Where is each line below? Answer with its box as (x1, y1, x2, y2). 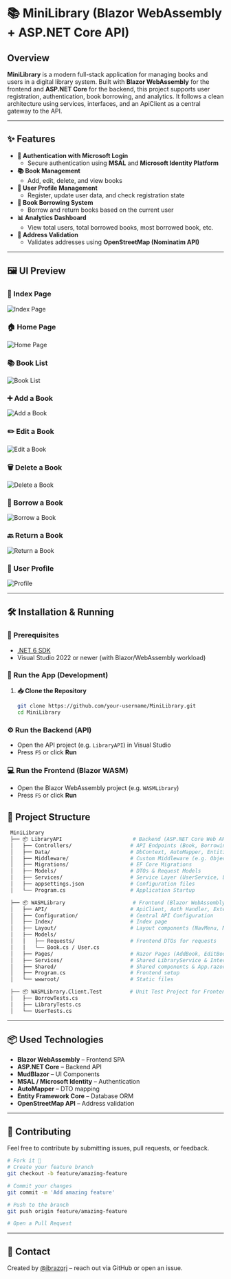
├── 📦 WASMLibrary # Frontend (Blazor (10, 899, 189, 906)
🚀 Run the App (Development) (7, 670, 109, 680)
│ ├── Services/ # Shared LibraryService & (10, 956, 208, 963)
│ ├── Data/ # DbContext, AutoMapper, (10, 849, 205, 855)
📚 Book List (7, 358, 48, 368)
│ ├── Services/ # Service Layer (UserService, (10, 874, 220, 881)
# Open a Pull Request (7, 1220, 72, 1227)
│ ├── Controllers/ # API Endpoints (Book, (10, 842, 198, 849)
